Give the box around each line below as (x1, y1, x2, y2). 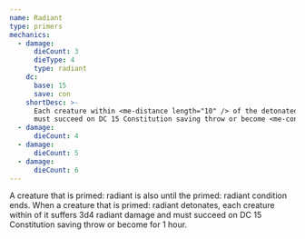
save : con (33, 89, 71, 98)
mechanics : (9, 30, 51, 39)
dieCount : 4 (33, 132, 79, 141)
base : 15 (33, 81, 67, 90)
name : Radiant (9, 13, 64, 23)
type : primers (9, 22, 64, 31)
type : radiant (33, 65, 88, 74)
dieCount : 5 (33, 148, 79, 157)
